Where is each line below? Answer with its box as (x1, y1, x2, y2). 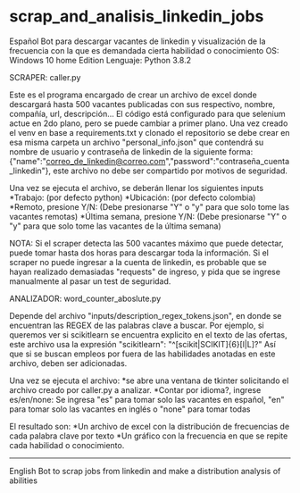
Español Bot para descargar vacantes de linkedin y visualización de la (9, 36, 266, 46)
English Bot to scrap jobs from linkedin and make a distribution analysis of (9, 465, 281, 476)
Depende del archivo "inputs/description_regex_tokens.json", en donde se (9, 310, 282, 321)
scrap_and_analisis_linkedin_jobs (9, 6, 264, 27)
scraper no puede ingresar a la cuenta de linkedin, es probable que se (9, 256, 267, 267)
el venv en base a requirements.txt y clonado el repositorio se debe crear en (9, 127, 290, 138)
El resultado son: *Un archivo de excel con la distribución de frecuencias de (9, 421, 290, 431)
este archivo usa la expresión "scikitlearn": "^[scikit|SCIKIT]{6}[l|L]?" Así (9, 338, 277, 349)
